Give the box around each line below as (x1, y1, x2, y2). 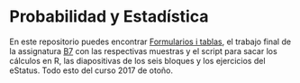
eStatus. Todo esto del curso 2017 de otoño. (9, 65, 174, 76)
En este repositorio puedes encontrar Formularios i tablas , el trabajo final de (9, 36, 291, 47)
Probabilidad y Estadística (9, 6, 209, 27)
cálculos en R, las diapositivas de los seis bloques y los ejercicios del (9, 55, 266, 66)
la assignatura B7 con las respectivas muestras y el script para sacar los (9, 45, 277, 56)
